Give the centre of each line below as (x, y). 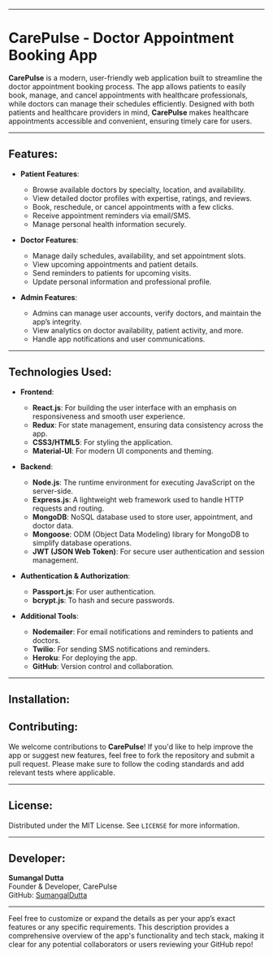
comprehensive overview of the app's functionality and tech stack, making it (136, 936)
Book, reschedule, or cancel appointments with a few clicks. (133, 207)
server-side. (53, 491)
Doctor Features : (49, 240)
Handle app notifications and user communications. (119, 339)
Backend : (37, 466)
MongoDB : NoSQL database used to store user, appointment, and (143, 516)
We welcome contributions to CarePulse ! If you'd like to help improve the (131, 746)
